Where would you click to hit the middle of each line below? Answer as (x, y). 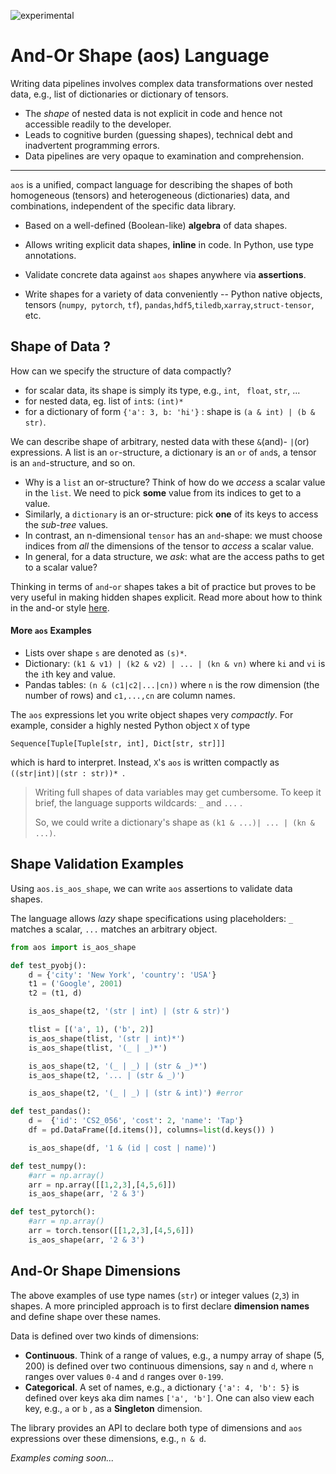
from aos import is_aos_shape (73, 947)
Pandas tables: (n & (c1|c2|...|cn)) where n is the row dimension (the (172, 684)
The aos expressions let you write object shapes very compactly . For (152, 714)
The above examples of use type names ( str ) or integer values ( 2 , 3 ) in (155, 1295)
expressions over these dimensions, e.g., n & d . (108, 1438)
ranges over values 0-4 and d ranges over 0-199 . (124, 1376)
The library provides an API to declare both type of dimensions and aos (156, 1427)
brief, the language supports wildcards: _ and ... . (138, 802)
